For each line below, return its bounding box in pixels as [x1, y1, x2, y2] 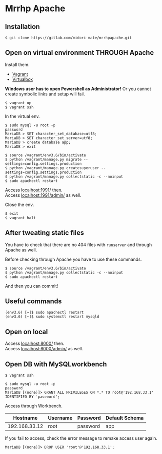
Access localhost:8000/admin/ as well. [5, 346, 83, 352]
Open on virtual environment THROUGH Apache [5, 48, 154, 57]
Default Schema [105, 414, 144, 421]
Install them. [5, 62, 30, 68]
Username [48, 414, 73, 421]
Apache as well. [5, 247, 37, 252]
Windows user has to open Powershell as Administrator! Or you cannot [5, 86, 151, 91]
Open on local [5, 327, 48, 336]
